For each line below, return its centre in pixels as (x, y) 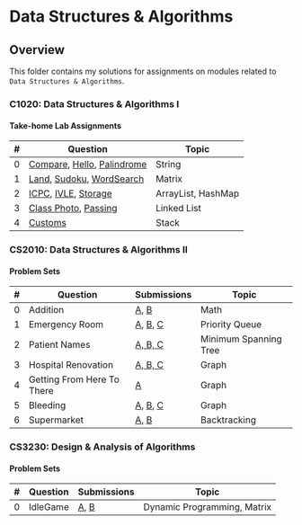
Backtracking (228, 420)
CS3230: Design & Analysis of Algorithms (102, 447)
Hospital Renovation (71, 365)
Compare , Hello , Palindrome (88, 165)
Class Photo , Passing (73, 209)
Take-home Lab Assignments (66, 125)
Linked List (179, 209)
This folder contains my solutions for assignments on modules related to (143, 71)
